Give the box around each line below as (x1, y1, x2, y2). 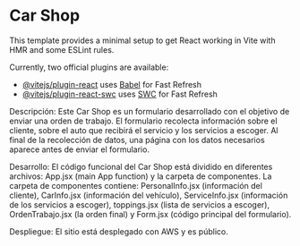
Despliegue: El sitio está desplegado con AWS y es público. (9, 225, 228, 237)
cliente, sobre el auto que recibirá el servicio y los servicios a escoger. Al (9, 124, 279, 135)
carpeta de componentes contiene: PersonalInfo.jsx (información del (9, 180, 262, 191)
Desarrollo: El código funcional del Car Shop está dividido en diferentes (9, 161, 273, 172)
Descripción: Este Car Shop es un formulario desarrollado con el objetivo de (9, 106, 290, 116)
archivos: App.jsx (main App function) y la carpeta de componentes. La (9, 171, 272, 182)
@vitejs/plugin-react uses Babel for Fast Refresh (21, 79, 202, 89)
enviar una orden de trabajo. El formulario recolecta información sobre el (9, 115, 278, 126)
